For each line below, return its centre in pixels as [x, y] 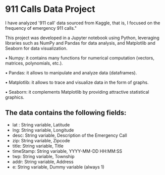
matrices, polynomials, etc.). [34, 63]
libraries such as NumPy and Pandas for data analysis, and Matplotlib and [80, 43]
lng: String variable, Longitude [43, 130]
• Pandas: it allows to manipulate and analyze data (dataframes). [71, 72]
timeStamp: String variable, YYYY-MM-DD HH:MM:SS [67, 151]
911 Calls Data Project [50, 9]
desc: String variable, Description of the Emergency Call [70, 135]
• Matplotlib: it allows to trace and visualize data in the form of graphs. [77, 82]
